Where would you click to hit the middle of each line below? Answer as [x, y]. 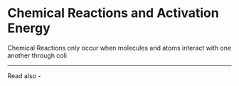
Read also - [24, 75]
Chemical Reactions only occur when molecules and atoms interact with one [119, 48]
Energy [29, 28]
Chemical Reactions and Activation [113, 13]
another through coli [37, 55]
